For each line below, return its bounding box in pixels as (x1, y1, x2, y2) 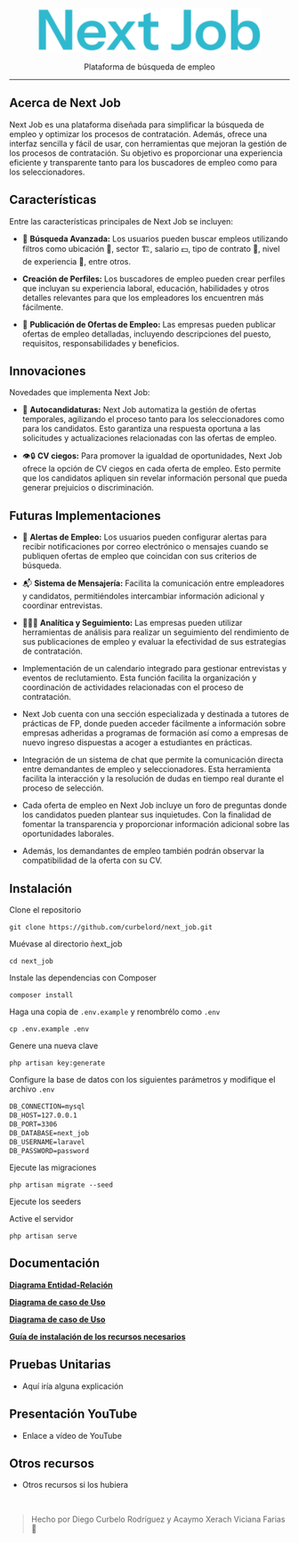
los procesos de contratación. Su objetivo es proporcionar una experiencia (9, 147, 283, 158)
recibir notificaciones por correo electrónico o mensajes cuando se (21, 541, 269, 552)
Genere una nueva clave (9, 1041, 99, 1052)
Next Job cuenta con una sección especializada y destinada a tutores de (21, 709, 289, 719)
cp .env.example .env (9, 1025, 90, 1034)
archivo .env (9, 1084, 55, 1094)
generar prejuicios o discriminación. (21, 483, 154, 493)
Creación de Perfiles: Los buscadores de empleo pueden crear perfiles (21, 273, 286, 284)
